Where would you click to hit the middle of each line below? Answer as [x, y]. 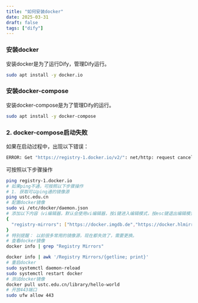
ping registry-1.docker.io [39, 180]
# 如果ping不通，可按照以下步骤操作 [45, 186]
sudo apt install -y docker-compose [51, 116]
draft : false [22, 22]
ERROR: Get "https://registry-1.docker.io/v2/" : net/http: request [91, 157]
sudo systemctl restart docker [44, 274]
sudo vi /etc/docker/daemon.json [47, 208]
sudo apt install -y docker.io [44, 75]
